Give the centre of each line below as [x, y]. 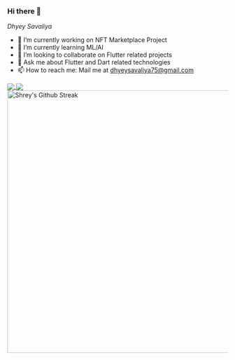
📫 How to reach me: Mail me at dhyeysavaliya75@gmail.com [106, 70]
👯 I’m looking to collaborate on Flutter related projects [95, 55]
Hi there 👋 [24, 11]
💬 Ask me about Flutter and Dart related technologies [94, 62]
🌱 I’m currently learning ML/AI [60, 48]
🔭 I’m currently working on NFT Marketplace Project [92, 40]
